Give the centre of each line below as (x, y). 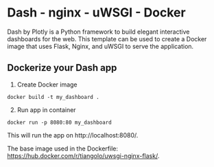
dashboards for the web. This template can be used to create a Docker (107, 38)
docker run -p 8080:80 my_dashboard (59, 122)
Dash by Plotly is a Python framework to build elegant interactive (98, 32)
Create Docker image (47, 85)
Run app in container (47, 110)
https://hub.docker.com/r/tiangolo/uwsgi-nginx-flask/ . (83, 155)
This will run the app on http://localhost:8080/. (73, 135)
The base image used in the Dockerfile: (63, 148)
